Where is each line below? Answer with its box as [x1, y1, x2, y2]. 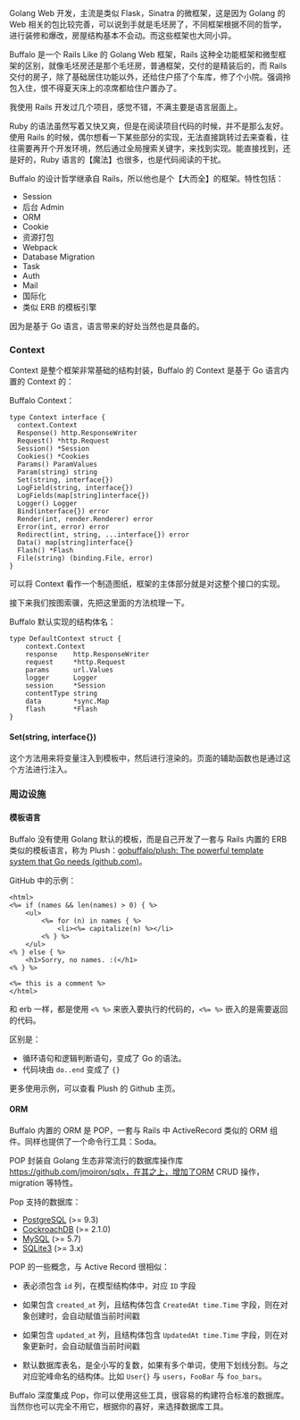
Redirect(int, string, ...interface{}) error [17, 530, 190, 539]
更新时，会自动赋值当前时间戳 [29, 1340, 140, 1351]
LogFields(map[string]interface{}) [17, 491, 150, 501]
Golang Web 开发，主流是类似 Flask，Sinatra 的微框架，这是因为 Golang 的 [9, 8, 286, 18]
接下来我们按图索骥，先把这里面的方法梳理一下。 [9, 597, 189, 608]
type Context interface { [9, 413, 105, 422]
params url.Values [25, 665, 114, 675]
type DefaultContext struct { [9, 634, 122, 644]
